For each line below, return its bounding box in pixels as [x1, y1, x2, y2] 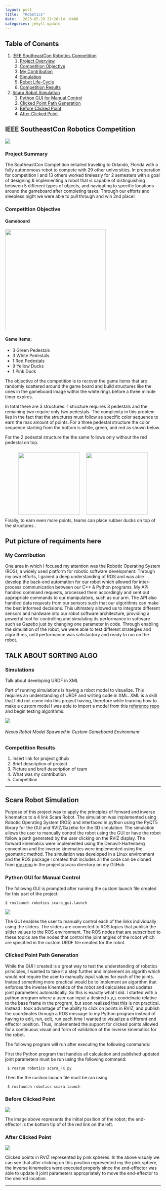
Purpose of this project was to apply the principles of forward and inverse [5, 809, 156, 815]
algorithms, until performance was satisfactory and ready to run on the [5, 632, 149, 638]
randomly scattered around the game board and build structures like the [5, 383, 152, 389]
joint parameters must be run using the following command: [5, 1056, 127, 1062]
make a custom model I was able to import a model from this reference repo [5, 703, 160, 709]
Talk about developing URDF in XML [5, 677, 79, 683]
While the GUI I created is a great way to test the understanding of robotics [5, 963, 158, 969]
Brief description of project [12, 761, 68, 767]
